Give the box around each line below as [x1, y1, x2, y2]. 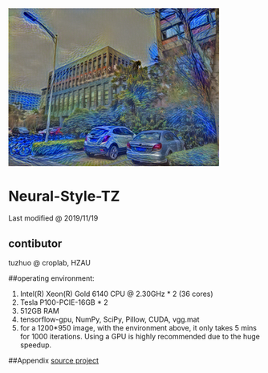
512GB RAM [19, 306, 60, 316]
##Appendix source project [8, 356, 99, 366]
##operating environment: [8, 274, 95, 283]
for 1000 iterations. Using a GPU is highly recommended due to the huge [19, 332, 261, 342]
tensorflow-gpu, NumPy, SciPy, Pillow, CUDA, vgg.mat [19, 314, 200, 324]
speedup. [19, 340, 52, 350]
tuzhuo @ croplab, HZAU [8, 258, 91, 268]
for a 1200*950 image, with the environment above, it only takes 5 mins [19, 323, 257, 333]
